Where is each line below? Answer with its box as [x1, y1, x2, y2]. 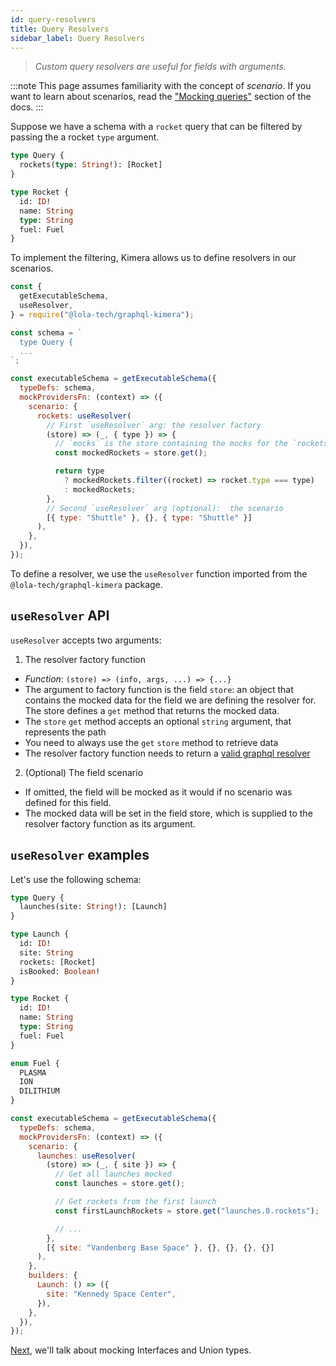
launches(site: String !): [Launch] [19, 902, 168, 912]
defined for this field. [24, 796, 112, 808]
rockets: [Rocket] [19, 957, 97, 967]
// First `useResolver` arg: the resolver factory [46, 420, 262, 430]
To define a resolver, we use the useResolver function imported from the [10, 567, 308, 580]
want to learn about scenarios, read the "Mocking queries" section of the [10, 91, 312, 103]
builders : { [28, 1271, 78, 1281]
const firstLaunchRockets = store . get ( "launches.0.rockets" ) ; [54, 1206, 320, 1216]
